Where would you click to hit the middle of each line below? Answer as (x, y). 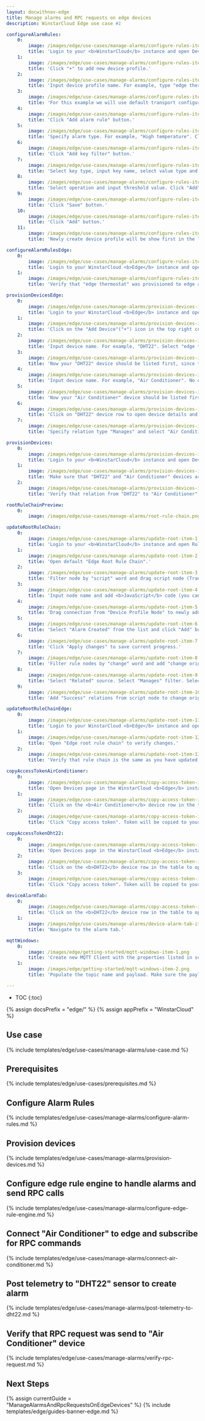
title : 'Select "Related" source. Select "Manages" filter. (106, 681)
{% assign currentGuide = (39, 1398)
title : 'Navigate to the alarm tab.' (76, 929)
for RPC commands (44, 1243)
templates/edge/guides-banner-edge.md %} (63, 1412)
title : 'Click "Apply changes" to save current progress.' (105, 647)
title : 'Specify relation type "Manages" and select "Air (103, 432)
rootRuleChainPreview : (35, 505)
